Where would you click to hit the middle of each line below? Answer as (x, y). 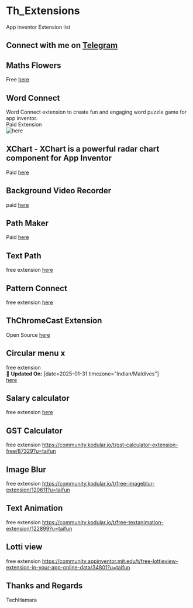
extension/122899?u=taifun (39, 528)
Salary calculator (38, 399)
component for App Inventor (59, 158)
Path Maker (27, 223)
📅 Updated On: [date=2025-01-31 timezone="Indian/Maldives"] (82, 374)
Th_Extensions (43, 11)
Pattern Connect (37, 288)
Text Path (24, 256)
